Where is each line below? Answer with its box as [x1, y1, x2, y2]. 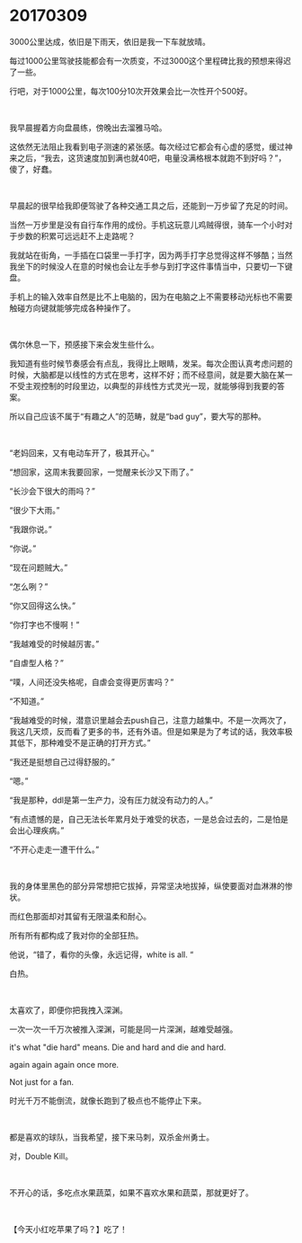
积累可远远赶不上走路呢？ [40, 230, 136, 241]
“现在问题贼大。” [9, 562, 68, 573]
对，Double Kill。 [9, 1150, 74, 1161]
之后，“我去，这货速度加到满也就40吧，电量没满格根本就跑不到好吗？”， [16, 152, 287, 163]
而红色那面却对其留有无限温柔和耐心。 [9, 910, 151, 921]
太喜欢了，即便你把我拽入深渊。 [9, 1004, 128, 1016]
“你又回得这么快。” [9, 599, 76, 611]
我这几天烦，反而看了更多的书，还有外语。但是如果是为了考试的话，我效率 [9, 725, 285, 737]
